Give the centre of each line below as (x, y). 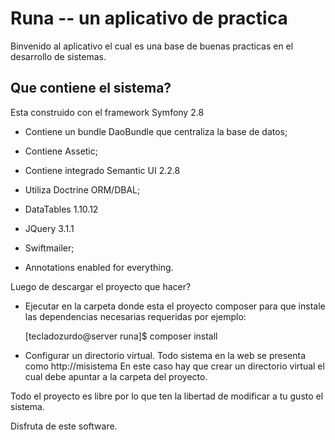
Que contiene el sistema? (91, 88)
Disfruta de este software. (64, 426)
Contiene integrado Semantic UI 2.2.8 (102, 170)
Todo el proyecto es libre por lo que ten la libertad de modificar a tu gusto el (167, 396)
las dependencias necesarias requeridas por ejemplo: (135, 316)
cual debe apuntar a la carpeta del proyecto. (116, 376)
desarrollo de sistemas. (58, 56)
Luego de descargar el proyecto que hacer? (101, 286)
